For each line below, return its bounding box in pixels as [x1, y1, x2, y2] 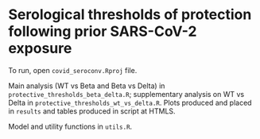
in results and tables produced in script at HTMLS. [8, 106, 177, 116]
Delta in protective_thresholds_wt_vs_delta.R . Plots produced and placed [8, 98, 252, 107]
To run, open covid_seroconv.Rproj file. [8, 65, 138, 75]
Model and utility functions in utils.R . [8, 122, 133, 131]
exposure [8, 40, 72, 57]
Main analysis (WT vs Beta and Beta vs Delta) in [8, 81, 165, 91]
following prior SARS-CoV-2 [8, 22, 197, 41]
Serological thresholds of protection [8, 6, 252, 24]
